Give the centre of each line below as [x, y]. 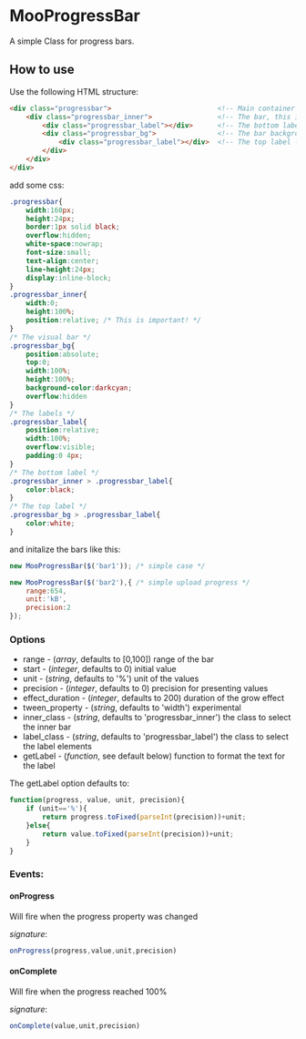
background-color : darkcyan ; [79, 388]
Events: [26, 874]
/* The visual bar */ [51, 337]
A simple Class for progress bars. [72, 41]
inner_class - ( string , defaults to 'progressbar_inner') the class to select [157, 718]
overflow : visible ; [61, 447]
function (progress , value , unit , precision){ [97, 800]
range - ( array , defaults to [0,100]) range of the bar [118, 659]
